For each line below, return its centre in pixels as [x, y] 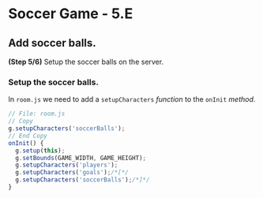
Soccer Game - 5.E [71, 14]
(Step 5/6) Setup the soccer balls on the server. [86, 62]
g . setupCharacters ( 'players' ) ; [67, 165]
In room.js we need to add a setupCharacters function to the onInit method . [132, 99]
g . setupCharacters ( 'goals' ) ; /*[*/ [72, 173]
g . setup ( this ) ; [40, 151]
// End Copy [28, 136]
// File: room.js [37, 114]
